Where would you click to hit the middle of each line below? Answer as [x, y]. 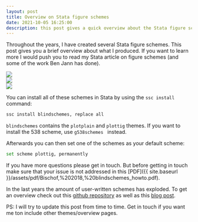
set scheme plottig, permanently [47, 154]
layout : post [22, 11]
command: [19, 104]
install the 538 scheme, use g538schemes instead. [66, 132]
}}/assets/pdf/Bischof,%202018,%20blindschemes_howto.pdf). [83, 178]
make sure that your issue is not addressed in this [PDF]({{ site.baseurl [92, 171]
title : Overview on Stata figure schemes [58, 17]
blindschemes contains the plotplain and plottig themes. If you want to [93, 126]
